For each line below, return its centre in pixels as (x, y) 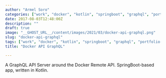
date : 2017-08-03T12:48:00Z (34, 19)
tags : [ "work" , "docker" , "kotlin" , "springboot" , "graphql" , (70, 42)
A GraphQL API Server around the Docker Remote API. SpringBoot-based (80, 65)
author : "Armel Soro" (27, 10)
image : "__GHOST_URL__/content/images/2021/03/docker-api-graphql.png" (80, 33)
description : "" (22, 23)
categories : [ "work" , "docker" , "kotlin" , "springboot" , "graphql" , (77, 14)
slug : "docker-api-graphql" (34, 38)
